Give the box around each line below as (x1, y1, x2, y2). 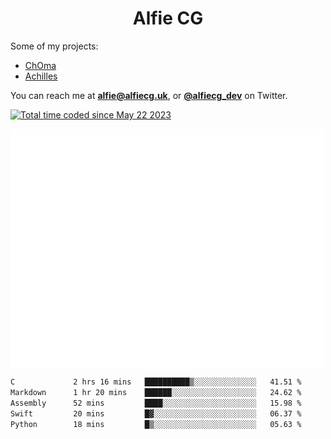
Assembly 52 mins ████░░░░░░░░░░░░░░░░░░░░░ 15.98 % (10, 398, 302, 408)
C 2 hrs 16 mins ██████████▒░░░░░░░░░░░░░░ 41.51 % (10, 377, 302, 387)
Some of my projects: (10, 40, 99, 52)
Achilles (24, 70, 58, 82)
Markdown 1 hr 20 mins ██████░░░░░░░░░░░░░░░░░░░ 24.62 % (10, 388, 302, 398)
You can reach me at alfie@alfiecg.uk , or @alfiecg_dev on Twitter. (10, 89, 288, 101)
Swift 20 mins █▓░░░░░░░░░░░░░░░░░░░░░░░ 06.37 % (10, 408, 302, 419)
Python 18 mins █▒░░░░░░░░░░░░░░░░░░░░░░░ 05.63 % (10, 419, 302, 429)
